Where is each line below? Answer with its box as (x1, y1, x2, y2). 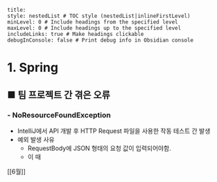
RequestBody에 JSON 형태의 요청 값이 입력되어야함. (27, 144, 171, 152)
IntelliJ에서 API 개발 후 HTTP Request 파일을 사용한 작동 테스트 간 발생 (17, 127, 211, 135)
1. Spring (7, 60, 59, 75)
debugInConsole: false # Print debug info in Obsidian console (7, 37, 194, 44)
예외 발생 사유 (17, 135, 55, 143)
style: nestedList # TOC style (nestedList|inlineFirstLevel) (7, 12, 191, 19)
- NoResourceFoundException (7, 110, 111, 120)
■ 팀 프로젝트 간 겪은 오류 (7, 89, 111, 100)
